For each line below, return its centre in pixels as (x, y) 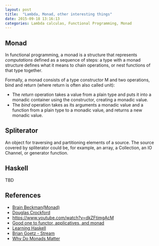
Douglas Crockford (31, 212)
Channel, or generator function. (37, 153)
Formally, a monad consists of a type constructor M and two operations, (78, 80)
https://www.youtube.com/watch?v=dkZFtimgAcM (63, 218)
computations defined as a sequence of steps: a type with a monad (73, 60)
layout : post (18, 10)
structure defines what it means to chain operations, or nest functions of (78, 65)
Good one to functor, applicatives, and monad (58, 223)
